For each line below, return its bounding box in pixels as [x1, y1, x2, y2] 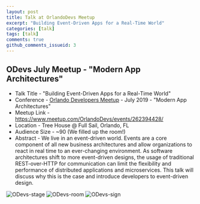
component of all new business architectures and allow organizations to [14, 140, 193, 148]
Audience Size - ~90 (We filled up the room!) [14, 128, 126, 135]
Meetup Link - [14, 109, 50, 116]
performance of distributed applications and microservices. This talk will [14, 166, 193, 173]
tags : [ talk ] [6, 31, 39, 37]
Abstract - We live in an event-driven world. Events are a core [14, 134, 167, 142]
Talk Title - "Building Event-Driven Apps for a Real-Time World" [14, 89, 171, 97]
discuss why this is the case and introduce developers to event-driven [14, 172, 189, 180]
